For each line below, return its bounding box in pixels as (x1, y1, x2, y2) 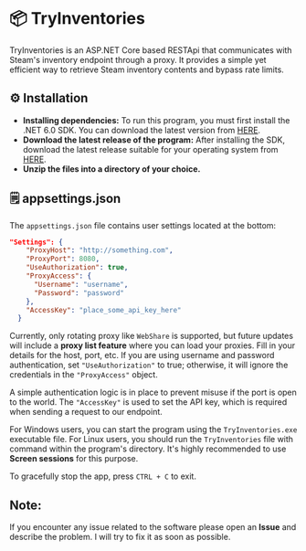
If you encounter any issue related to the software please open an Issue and (9, 522, 297, 533)
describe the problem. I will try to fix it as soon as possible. (9, 532, 231, 543)
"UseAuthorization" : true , (26, 263, 129, 272)
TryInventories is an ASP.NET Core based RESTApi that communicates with (9, 44, 292, 56)
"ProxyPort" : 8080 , (26, 254, 100, 264)
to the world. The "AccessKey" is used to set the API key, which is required (9, 397, 288, 408)
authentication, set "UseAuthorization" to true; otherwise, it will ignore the (9, 359, 289, 371)
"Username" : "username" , (33, 280, 129, 289)
